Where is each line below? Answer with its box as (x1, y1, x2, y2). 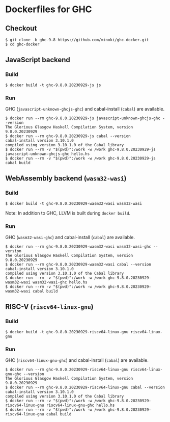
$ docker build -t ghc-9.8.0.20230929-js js (5, 83, 101, 88)
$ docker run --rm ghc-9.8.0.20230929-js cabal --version (5, 134, 131, 139)
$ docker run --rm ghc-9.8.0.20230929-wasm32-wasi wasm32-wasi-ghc (5, 244, 152, 249)
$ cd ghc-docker (5, 42, 40, 47)
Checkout (5, 24, 37, 33)
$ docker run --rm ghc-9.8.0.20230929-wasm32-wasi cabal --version (5, 261, 152, 267)
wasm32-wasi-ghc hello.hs (32, 279, 88, 285)
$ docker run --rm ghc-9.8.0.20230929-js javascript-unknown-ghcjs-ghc (5, 116, 160, 121)
